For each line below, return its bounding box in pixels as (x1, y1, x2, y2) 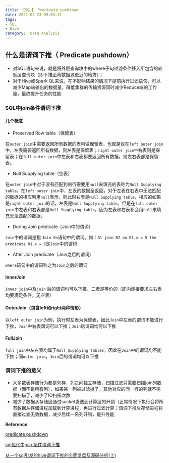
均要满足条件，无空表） (5, 292, 54, 298)
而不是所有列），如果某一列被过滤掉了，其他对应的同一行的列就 (21, 386, 152, 392)
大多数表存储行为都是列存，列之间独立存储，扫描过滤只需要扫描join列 (12, 380, 157, 386)
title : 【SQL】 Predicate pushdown (5, 7, 79, 13)
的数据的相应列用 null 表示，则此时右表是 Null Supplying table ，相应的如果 (5, 194, 161, 200)
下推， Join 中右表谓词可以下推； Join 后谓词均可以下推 (5, 323, 117, 329)
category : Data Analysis (5, 31, 60, 36)
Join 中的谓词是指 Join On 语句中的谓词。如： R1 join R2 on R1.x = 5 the (5, 234, 156, 240)
